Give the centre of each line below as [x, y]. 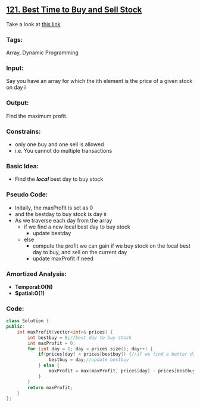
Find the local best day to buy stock [59, 179]
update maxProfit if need [63, 258]
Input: [15, 68]
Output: [18, 103]
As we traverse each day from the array [63, 220]
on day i [16, 87]
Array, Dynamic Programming [42, 53]
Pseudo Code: [27, 195]
